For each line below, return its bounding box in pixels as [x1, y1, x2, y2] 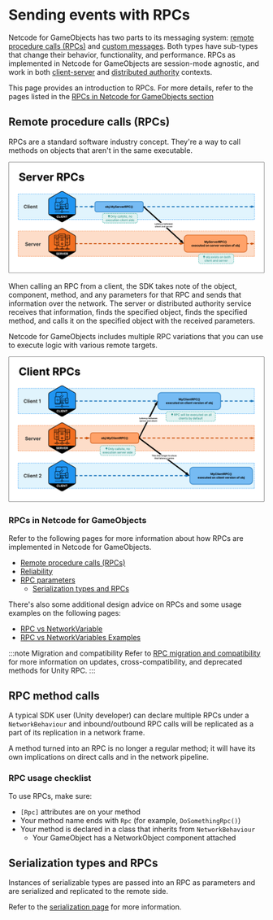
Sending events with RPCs [8, 6, 191, 24]
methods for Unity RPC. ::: [8, 665, 96, 675]
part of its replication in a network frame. [8, 728, 145, 738]
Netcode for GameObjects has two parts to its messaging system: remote [8, 33, 254, 42]
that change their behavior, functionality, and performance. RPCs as [8, 50, 236, 59]
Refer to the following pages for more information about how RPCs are [8, 533, 244, 543]
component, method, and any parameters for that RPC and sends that [8, 290, 242, 299]
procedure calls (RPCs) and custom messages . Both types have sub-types [8, 41, 258, 50]
